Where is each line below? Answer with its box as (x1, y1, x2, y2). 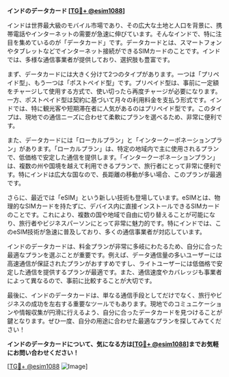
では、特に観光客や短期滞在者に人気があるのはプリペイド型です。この (12, 104, 211, 112)
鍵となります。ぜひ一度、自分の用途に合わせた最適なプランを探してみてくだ (7, 317, 222, 325)
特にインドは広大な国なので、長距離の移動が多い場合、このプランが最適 (18, 171, 222, 178)
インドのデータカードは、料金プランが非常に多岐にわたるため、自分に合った (7, 243, 223, 250)
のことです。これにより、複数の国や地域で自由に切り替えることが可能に (7, 210, 210, 219)
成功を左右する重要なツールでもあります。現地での (30, 300, 174, 308)
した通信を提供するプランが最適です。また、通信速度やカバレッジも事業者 (12, 268, 222, 276)
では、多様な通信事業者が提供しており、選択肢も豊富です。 (7, 56, 174, 64)
